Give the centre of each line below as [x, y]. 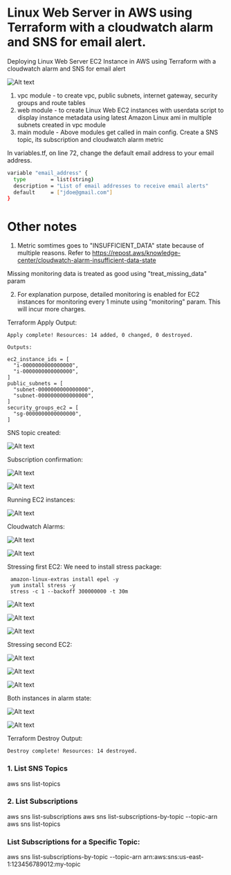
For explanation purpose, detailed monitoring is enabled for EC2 [108, 295]
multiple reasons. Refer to [54, 253]
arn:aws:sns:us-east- [173, 857]
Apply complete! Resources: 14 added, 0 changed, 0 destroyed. [100, 335]
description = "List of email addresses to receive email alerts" [111, 186]
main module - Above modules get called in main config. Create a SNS [118, 132]
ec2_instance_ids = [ [38, 360]
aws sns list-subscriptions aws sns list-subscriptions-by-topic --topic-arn [112, 816]
